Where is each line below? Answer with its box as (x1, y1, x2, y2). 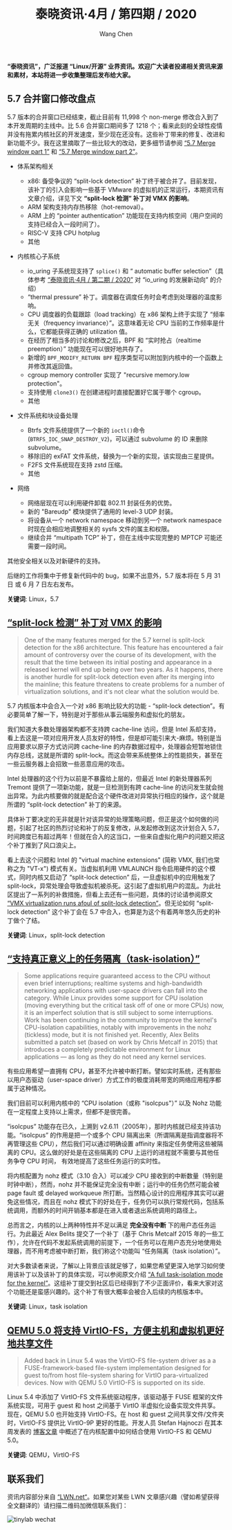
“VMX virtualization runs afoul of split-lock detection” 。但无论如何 (7, 899, 195, 907)
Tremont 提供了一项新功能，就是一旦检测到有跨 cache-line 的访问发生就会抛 (7, 783, 224, 791)
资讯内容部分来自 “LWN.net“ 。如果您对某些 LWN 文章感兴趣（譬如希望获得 (7, 1493, 220, 1501)
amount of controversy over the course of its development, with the (23, 650, 217, 658)
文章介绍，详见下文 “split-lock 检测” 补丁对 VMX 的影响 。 (27, 194, 193, 202)
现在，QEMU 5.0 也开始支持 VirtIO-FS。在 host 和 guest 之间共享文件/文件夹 (7, 1410, 224, 1419)
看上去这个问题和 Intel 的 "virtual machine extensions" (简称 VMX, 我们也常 (7, 856, 220, 864)
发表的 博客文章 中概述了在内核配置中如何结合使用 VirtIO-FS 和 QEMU (12, 1428, 212, 1436)
